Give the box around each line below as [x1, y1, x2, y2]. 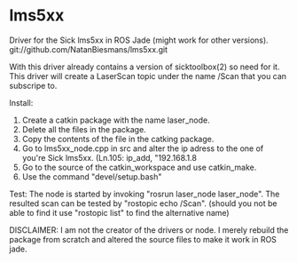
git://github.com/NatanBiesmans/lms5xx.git [9, 44, 168, 54]
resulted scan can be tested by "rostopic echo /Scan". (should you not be [9, 197, 277, 209]
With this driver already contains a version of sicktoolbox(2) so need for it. [9, 61, 280, 72]
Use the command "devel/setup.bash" [21, 171, 162, 182]
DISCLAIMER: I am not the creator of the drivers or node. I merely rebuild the [9, 224, 289, 235]
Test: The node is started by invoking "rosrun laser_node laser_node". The [9, 188, 280, 199]
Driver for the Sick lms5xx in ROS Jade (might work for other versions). [9, 35, 269, 45]
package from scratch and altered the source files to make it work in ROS [9, 234, 277, 244]
